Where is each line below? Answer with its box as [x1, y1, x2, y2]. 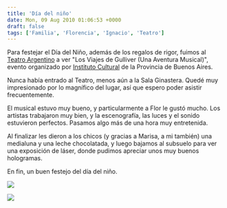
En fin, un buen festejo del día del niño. [7, 167, 118, 176]
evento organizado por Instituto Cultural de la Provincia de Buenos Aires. [7, 63, 213, 71]
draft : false [7, 23, 45, 30]
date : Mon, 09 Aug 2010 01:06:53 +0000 [7, 17, 122, 23]
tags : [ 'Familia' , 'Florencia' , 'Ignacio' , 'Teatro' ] [7, 29, 165, 37]
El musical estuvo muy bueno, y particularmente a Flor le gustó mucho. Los [7, 104, 221, 112]
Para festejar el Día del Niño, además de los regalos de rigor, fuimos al [7, 48, 206, 56]
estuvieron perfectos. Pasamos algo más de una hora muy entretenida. [7, 118, 208, 127]
